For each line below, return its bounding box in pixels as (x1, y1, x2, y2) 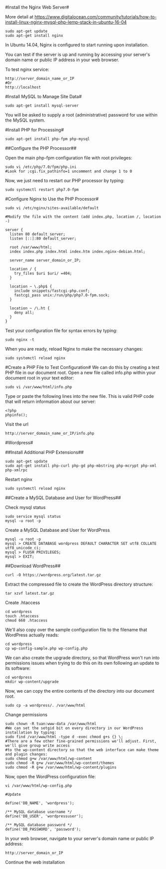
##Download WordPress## (5, 563, 61, 569)
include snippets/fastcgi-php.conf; (14, 288, 90, 293)
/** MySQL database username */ (5, 809, 72, 814)
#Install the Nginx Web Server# (5, 4, 70, 10)
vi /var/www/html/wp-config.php (5, 783, 72, 788)
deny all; (14, 310, 35, 315)
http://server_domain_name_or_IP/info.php (5, 431, 94, 436)
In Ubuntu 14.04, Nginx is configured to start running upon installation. (5, 42, 149, 48)
